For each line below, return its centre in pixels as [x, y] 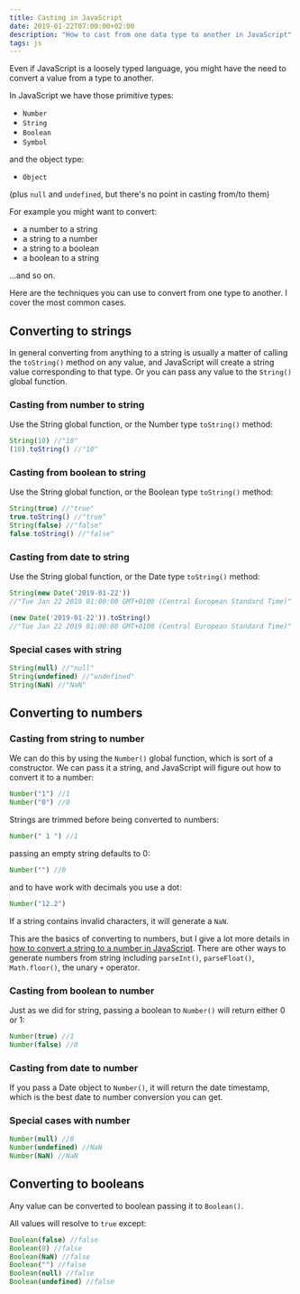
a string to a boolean [60, 248]
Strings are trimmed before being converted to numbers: [114, 820]
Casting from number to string [77, 404]
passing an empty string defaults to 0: [80, 853]
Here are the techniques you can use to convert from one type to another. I [149, 293]
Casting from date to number [74, 1068]
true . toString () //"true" [58, 517]
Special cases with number [70, 1120]
